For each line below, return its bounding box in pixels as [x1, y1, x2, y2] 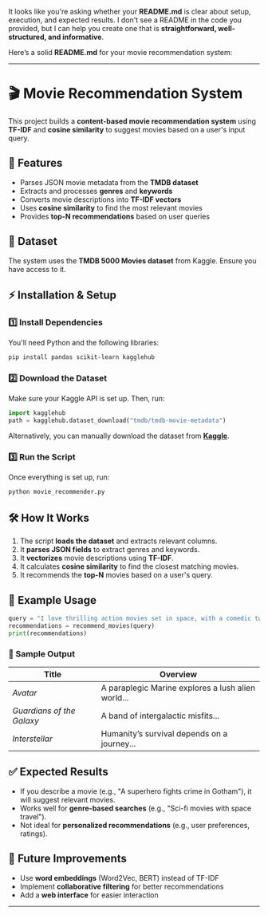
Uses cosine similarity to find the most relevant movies [19, 203, 203, 212]
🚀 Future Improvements [8, 852, 128, 866]
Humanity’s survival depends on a [100, 728, 228, 739]
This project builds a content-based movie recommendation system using [8, 116, 257, 126]
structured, [8, 32, 47, 41]
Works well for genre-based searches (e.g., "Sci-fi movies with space [19, 803, 252, 813]
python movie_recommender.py [8, 488, 105, 496]
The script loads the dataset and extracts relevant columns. [19, 536, 218, 546]
